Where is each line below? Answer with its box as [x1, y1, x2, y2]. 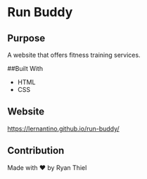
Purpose [7, 32, 46, 44]
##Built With [7, 65, 44, 72]
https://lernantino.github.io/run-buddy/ [7, 124, 120, 133]
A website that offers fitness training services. [7, 51, 141, 59]
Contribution [7, 145, 65, 157]
